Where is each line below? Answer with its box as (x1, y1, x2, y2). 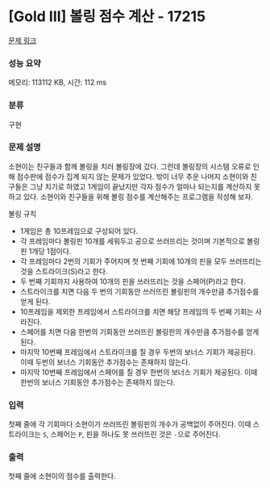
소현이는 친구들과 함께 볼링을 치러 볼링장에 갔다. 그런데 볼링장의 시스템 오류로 (8, 161, 251, 171)
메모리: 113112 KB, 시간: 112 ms (8, 77, 107, 87)
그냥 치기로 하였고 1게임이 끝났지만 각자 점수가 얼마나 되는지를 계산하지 (29, 181, 252, 191)
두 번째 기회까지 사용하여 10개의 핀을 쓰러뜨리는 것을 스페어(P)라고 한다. (19, 276, 246, 286)
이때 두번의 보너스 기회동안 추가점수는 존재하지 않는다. (19, 357, 191, 367)
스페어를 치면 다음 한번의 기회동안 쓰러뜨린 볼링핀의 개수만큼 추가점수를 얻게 (19, 327, 260, 336)
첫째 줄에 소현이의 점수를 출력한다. (8, 471, 116, 481)
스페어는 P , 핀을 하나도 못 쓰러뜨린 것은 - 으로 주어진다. (50, 429, 221, 440)
